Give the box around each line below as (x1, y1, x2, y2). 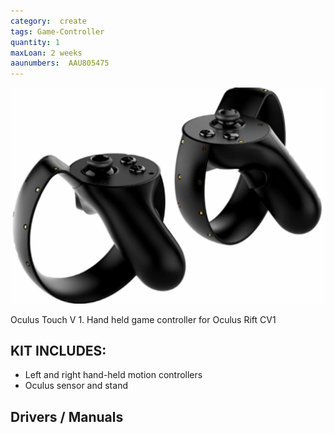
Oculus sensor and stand (24, 380, 128, 392)
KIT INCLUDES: (10, 343, 107, 360)
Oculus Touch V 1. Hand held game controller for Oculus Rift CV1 (10, 313, 277, 325)
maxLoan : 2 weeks (10, 48, 83, 58)
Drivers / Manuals (10, 408, 124, 425)
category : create (10, 16, 87, 26)
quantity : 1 (10, 37, 60, 47)
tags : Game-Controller (10, 26, 105, 37)
